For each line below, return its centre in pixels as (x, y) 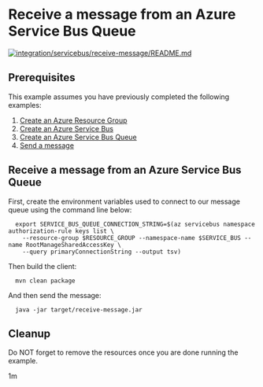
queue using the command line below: (70, 209)
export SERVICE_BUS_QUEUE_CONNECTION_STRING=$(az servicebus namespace (135, 224)
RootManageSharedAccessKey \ (74, 245)
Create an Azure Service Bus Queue (78, 137)
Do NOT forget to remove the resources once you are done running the (123, 352)
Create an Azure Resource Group (73, 120)
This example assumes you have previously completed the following (119, 97)
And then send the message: (55, 295)
